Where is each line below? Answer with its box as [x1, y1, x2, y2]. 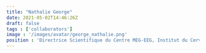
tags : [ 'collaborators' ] [6, 26, 72, 32]
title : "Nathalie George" [6, 9, 72, 15]
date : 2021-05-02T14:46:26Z [6, 15, 78, 21]
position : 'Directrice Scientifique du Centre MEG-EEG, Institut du [6, 37, 188, 43]
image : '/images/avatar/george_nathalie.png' [6, 32, 128, 38]
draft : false [6, 20, 40, 26]
